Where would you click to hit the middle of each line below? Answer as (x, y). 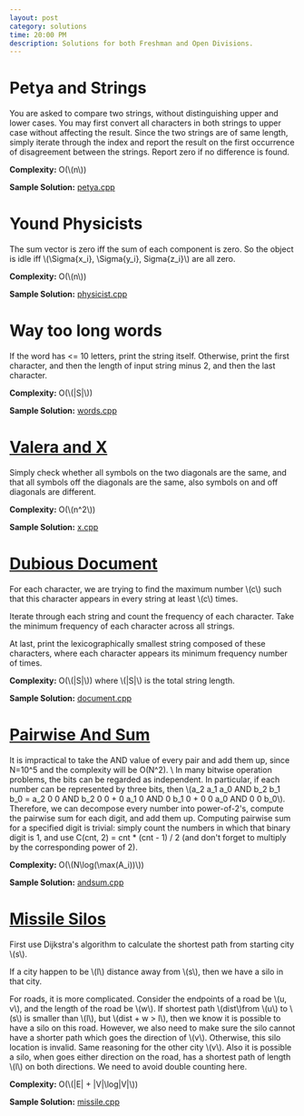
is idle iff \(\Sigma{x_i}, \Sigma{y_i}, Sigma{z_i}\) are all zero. (123, 259)
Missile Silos (58, 919)
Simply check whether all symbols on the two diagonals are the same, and (148, 473)
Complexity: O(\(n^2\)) (53, 509)
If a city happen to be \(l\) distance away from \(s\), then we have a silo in (147, 971)
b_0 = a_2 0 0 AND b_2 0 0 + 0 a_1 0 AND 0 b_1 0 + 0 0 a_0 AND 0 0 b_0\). (147, 799)
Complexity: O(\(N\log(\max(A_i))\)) (77, 864)
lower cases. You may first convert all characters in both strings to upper (145, 123)
